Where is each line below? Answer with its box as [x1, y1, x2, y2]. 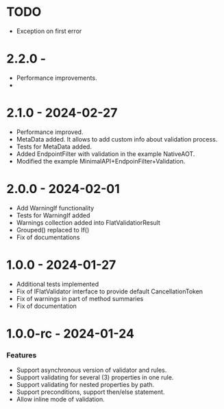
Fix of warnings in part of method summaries [16, 294, 144, 302]
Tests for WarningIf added [16, 211, 90, 219]
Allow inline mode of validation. [16, 395, 105, 404]
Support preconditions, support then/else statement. [16, 388, 165, 396]
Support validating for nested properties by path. [16, 381, 155, 389]
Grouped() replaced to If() [16, 225, 90, 234]
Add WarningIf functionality [16, 203, 95, 212]
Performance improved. [16, 128, 84, 136]
